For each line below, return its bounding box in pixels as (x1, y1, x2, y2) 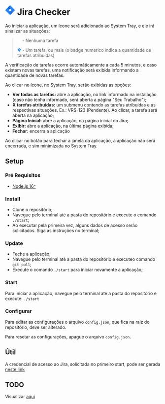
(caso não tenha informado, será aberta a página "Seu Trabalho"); (12, 97, 147, 102)
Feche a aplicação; (12, 251, 51, 257)
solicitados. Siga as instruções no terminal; (12, 227, 99, 234)
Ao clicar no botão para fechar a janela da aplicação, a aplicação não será (5, 137, 156, 143)
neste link (5, 366, 25, 372)
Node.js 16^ (12, 183, 36, 189)
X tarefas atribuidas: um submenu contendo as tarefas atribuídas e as (12, 101, 156, 108)
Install (5, 195, 21, 202)
